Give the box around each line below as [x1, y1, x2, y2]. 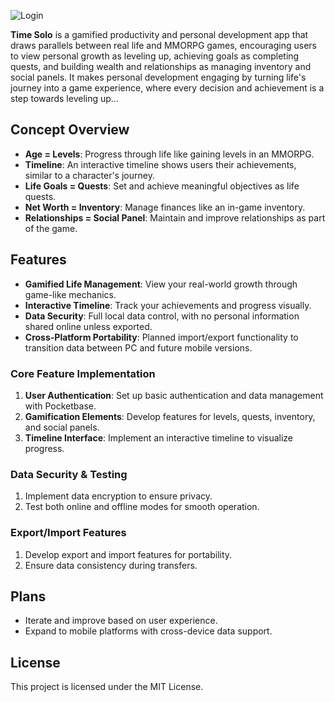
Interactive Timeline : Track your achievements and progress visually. [24, 299, 312, 311]
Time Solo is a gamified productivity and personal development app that [10, 29, 309, 40]
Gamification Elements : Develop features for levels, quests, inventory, [24, 410, 316, 422]
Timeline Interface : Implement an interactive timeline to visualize [24, 431, 294, 444]
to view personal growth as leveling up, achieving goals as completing [10, 50, 300, 62]
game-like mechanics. [24, 288, 117, 300]
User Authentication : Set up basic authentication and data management [24, 389, 324, 401]
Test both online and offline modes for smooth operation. [24, 501, 260, 513]
